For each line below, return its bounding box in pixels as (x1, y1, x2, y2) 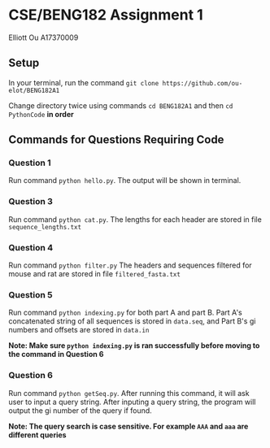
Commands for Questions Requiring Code (8, 133, 224, 147)
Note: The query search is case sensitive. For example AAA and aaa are (8, 421, 249, 431)
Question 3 (8, 196, 53, 207)
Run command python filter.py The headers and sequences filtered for (8, 260, 252, 270)
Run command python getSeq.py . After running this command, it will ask (8, 388, 250, 398)
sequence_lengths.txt (8, 223, 82, 231)
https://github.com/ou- (162, 79, 243, 87)
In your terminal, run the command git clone (8, 77, 159, 87)
